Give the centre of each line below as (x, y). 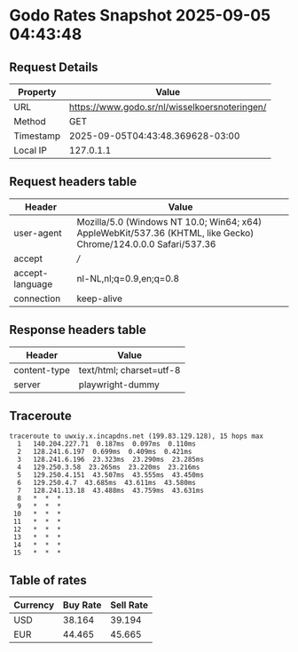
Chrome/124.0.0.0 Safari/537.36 (146, 243)
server (27, 385)
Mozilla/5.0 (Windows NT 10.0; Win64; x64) (169, 221)
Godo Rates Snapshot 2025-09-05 (140, 16)
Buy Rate (82, 605)
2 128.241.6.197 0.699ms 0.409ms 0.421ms (105, 452)
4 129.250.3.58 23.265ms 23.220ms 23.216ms (109, 467)
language (33, 283)
